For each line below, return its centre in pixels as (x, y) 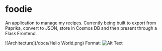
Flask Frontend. (21, 33)
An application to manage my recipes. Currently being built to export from (81, 23)
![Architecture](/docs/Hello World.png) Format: (53, 43)
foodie (19, 9)
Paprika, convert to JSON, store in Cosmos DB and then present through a (81, 28)
